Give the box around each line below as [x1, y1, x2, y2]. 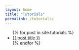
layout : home [5, 7, 32, 12]
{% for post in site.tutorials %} [12, 30, 74, 36]
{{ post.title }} [12, 35, 40, 41]
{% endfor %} [12, 40, 41, 46]
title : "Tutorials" [5, 12, 45, 17]
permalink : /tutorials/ [5, 16, 54, 21]
